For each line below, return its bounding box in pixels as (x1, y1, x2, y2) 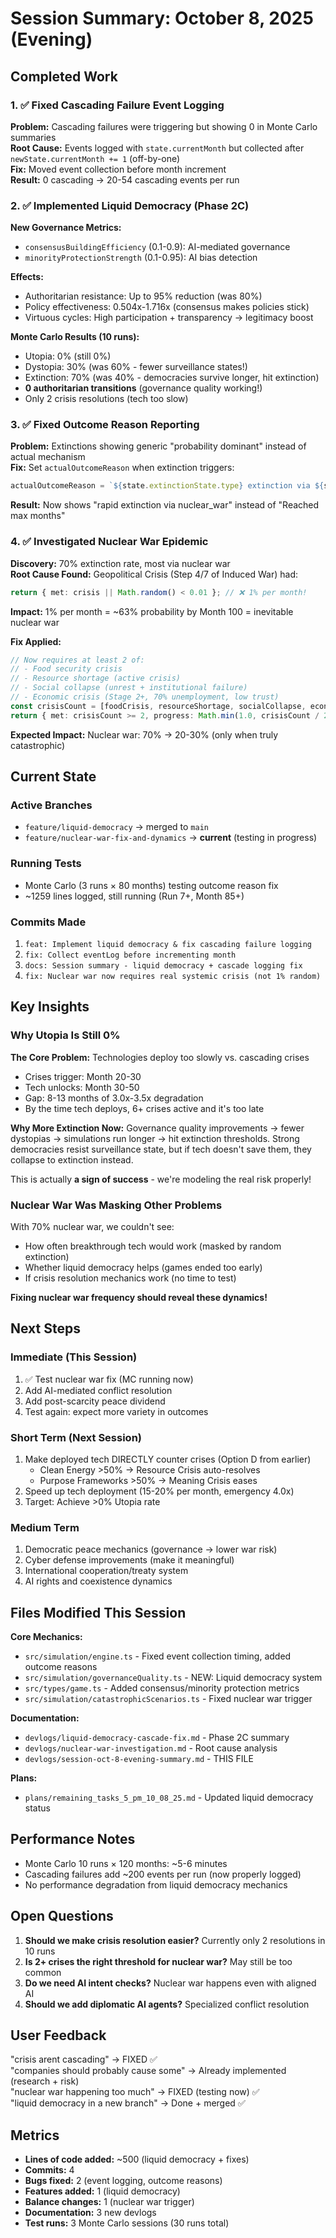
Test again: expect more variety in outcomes (24, 1405, 209, 1417)
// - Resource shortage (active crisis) (10, 673, 182, 684)
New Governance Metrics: (10, 222, 122, 234)
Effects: (10, 271, 44, 283)
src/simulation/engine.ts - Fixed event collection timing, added (24, 1650, 292, 1662)
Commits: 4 (24, 2164, 75, 2176)
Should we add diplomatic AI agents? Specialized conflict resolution (24, 1998, 310, 2010)
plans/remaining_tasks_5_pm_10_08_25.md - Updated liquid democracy (24, 1792, 314, 1803)
